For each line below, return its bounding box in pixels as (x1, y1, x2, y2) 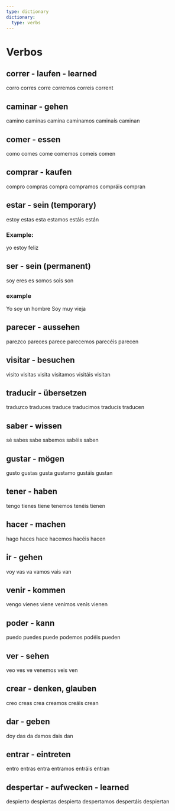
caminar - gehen (6, 101, 69, 111)
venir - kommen (6, 585, 66, 595)
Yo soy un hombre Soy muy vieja (6, 305, 86, 313)
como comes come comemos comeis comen (6, 150, 116, 157)
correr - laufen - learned (6, 69, 98, 79)
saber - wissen (6, 421, 62, 431)
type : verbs (11, 20, 41, 25)
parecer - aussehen (6, 322, 80, 332)
